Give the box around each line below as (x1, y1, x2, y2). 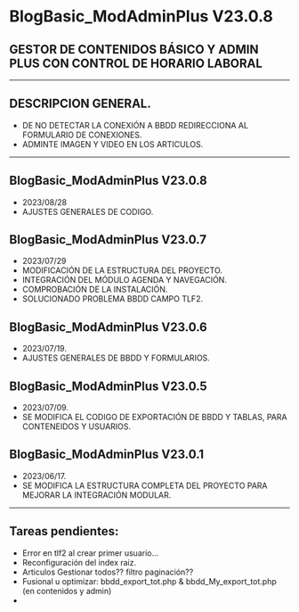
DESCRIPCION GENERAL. (9, 96, 151, 112)
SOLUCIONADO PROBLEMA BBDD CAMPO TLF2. (21, 294, 203, 304)
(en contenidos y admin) (21, 585, 112, 596)
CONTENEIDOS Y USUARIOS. (21, 421, 132, 432)
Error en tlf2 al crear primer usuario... (21, 547, 159, 558)
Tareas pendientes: (9, 524, 119, 539)
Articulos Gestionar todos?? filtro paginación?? (21, 567, 194, 577)
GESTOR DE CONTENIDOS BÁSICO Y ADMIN (9, 42, 259, 57)
